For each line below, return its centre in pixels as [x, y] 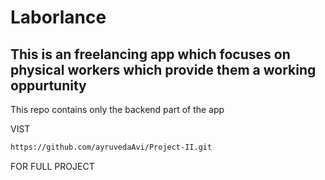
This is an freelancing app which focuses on [150, 54]
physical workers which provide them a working [163, 69]
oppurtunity [48, 85]
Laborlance [58, 17]
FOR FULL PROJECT [52, 166]
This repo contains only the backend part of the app [117, 109]
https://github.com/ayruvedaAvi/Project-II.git [111, 147]
